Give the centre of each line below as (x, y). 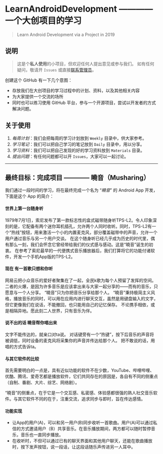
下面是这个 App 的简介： (30, 196)
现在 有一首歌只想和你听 (29, 269)
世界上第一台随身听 (24, 208)
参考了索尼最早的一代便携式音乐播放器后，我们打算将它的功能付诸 (85, 250)
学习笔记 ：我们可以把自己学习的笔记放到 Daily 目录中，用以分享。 (78, 144)
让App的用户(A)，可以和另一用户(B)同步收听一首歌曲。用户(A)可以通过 (82, 423)
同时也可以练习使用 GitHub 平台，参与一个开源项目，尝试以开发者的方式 (84, 103)
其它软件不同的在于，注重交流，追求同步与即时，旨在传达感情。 (81, 399)
